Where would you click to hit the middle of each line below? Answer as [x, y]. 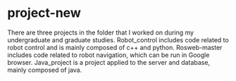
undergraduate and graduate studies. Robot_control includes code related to [118, 39]
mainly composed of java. [45, 70]
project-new [44, 13]
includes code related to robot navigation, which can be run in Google [108, 55]
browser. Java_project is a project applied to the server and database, [108, 62]
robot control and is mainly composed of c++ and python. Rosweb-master [115, 47]
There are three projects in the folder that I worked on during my [101, 32]
